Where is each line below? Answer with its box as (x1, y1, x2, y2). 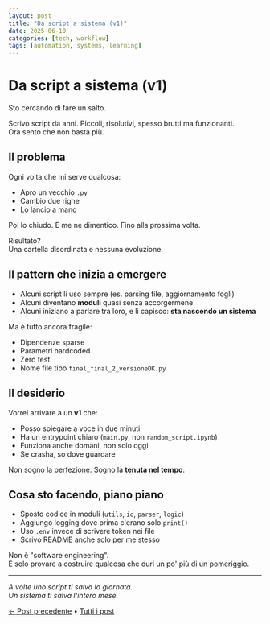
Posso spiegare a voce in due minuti (19, 424, 141, 433)
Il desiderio (8, 386, 66, 400)
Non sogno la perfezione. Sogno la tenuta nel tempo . (8, 465, 186, 474)
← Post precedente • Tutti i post (8, 606, 115, 616)
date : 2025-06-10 (8, 27, 67, 35)
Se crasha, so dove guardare (19, 448, 117, 459)
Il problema (8, 151, 66, 164)
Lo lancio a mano (19, 205, 77, 214)
